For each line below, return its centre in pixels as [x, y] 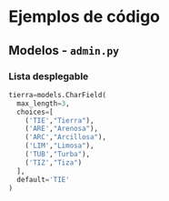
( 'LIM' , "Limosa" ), [60, 146]
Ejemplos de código [84, 17]
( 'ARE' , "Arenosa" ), [62, 129]
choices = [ [35, 112]
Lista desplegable [49, 76]
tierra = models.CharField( [57, 95]
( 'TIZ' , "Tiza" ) [54, 162]
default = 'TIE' [43, 179]
